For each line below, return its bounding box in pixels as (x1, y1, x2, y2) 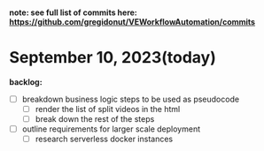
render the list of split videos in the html (35, 103, 181, 114)
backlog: (9, 76, 43, 87)
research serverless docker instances (35, 133, 174, 144)
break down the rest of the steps (35, 113, 155, 124)
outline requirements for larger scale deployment (21, 124, 201, 134)
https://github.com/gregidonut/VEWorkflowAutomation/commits (9, 16, 255, 26)
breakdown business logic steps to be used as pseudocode (21, 94, 240, 104)
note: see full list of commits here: (9, 7, 137, 18)
